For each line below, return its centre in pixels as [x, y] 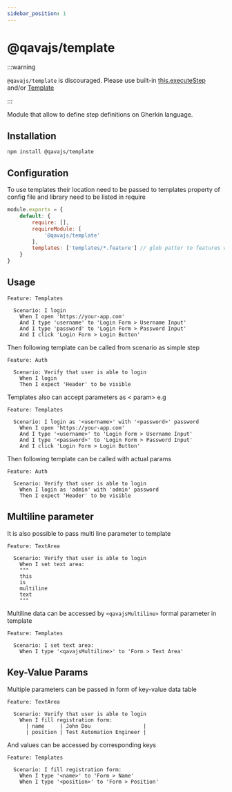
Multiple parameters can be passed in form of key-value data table [102, 689]
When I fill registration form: [66, 720]
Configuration [38, 173]
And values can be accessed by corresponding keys [82, 745]
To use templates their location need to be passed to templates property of [114, 190]
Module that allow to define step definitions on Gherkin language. [100, 114]
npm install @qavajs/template [51, 152]
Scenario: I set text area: [54, 645]
